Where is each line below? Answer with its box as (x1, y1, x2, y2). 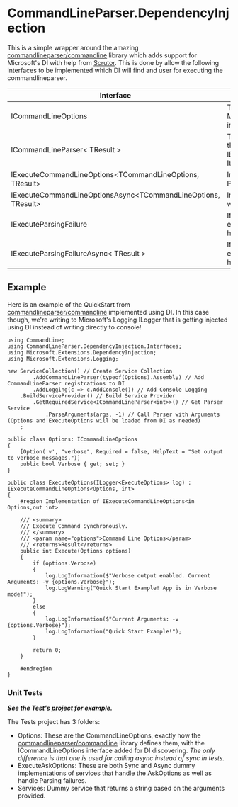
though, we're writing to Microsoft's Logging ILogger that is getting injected (7, 315, 228, 324)
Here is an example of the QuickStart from (7, 300, 131, 309)
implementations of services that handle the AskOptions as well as (17, 769, 212, 777)
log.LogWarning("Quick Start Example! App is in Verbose (45, 585, 217, 592)
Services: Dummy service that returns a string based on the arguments (17, 784, 225, 793)
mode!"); (7, 590, 33, 598)
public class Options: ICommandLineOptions (7, 436, 138, 443)
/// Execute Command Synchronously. (20, 522, 129, 529)
